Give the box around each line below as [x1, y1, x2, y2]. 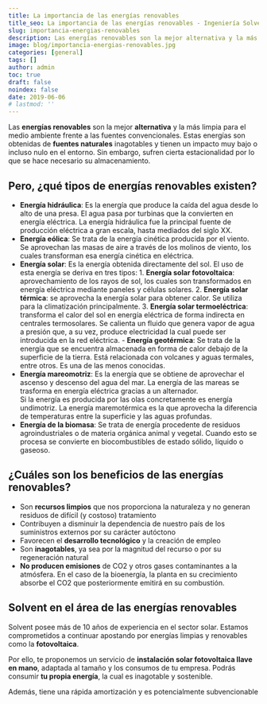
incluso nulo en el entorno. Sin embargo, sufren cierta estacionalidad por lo [8, 148, 255, 158]
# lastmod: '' [8, 100, 56, 108]
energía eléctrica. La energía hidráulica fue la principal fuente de [19, 216, 232, 227]
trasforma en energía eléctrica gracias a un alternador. [19, 386, 199, 395]
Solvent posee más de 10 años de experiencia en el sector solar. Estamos [8, 622, 249, 632]
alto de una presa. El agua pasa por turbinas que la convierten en [19, 208, 234, 218]
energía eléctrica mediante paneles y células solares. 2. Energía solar [19, 284, 249, 294]
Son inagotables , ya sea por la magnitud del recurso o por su [19, 544, 222, 554]
